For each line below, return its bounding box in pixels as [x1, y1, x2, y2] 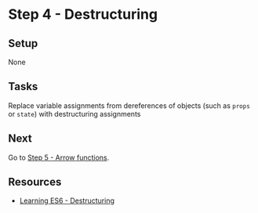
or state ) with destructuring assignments [8, 109, 141, 118]
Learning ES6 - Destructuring [19, 196, 115, 205]
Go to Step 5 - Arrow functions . [8, 153, 110, 162]
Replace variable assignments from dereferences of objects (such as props [8, 100, 251, 110]
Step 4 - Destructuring [8, 5, 158, 23]
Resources [8, 175, 62, 189]
